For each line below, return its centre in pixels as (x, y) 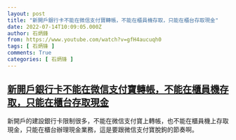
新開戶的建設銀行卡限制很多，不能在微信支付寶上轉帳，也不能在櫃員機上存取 (118, 120)
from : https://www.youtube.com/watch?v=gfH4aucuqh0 (84, 40)
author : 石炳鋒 (28, 33)
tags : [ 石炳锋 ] (31, 46)
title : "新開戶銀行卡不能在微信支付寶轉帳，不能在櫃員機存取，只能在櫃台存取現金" (113, 20)
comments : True (29, 53)
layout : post (26, 14)
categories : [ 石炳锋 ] (40, 59)
